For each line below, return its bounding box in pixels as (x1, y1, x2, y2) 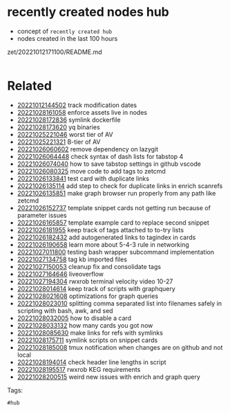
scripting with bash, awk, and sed (17, 306, 113, 315)
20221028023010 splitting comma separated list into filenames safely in (17, 299, 222, 308)
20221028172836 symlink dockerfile (17, 115, 121, 124)
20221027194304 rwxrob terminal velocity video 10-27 (17, 277, 173, 285)
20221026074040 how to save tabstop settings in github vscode (17, 160, 202, 168)
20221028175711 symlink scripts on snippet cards (17, 336, 158, 344)
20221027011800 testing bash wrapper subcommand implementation (17, 247, 214, 256)
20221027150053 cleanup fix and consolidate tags (17, 262, 161, 270)
